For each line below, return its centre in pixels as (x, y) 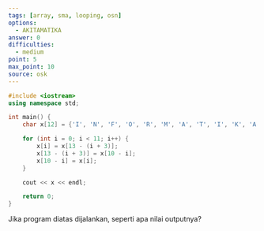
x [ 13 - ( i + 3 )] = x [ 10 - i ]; (86, 153)
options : (23, 23)
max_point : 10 (32, 67)
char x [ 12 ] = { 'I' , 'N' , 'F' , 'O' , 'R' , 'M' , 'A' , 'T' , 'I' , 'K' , (134, 125)
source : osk (28, 74)
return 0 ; (39, 197)
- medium (30, 52)
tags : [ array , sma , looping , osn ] (65, 15)
